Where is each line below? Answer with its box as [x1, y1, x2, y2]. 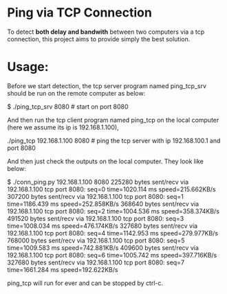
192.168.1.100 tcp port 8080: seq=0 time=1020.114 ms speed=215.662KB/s [7, 185, 216, 193]
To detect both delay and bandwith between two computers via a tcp [7, 28, 205, 36]
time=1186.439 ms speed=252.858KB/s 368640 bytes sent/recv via [7, 200, 199, 208]
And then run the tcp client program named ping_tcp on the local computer [7, 116, 219, 124]
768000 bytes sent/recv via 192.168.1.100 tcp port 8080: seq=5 [7, 236, 185, 244]
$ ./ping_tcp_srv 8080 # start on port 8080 [7, 102, 129, 111]
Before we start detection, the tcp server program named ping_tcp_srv [7, 81, 207, 90]
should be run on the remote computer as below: [7, 89, 146, 97]
